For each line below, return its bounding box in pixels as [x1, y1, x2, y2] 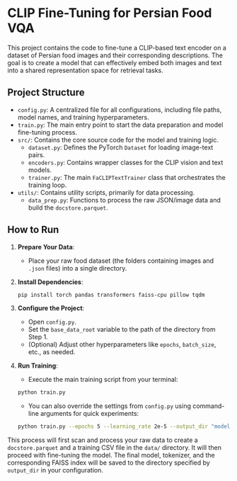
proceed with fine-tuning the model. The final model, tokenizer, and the [7, 451, 215, 460]
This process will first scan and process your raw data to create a [7, 436, 198, 444]
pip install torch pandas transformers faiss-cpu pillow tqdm [17, 291, 205, 298]
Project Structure [7, 86, 85, 98]
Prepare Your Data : [17, 242, 75, 251]
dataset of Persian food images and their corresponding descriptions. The [7, 51, 224, 60]
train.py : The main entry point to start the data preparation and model [17, 120, 224, 129]
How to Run [7, 224, 59, 236]
